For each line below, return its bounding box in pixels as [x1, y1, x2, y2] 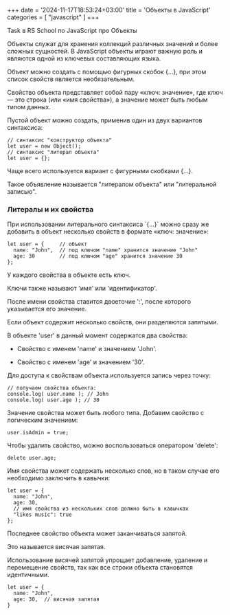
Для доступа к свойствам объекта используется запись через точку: [7, 371, 211, 380]
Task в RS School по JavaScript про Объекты [7, 27, 137, 34]
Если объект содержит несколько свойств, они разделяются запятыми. [7, 318, 218, 326]
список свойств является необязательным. [7, 75, 135, 83]
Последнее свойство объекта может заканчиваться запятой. [7, 529, 187, 538]
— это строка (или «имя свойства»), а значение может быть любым [7, 96, 208, 104]
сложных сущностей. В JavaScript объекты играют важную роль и [7, 47, 203, 55]
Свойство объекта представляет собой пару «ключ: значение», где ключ [7, 89, 223, 96]
